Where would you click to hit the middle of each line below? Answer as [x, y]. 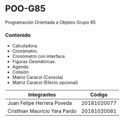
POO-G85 [25, 9]
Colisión [20, 72]
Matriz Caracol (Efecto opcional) [45, 82]
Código [99, 95]
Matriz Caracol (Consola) [38, 78]
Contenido [18, 35]
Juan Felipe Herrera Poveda [40, 103]
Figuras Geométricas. [34, 62]
